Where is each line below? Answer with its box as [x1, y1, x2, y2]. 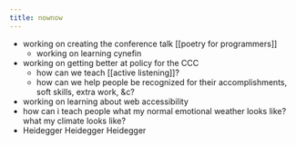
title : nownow [9, 13, 64, 23]
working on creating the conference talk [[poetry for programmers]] [22, 38, 278, 49]
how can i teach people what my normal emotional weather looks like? [22, 105, 287, 116]
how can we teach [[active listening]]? [36, 67, 180, 78]
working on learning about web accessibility [22, 96, 189, 107]
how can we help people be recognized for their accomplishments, [36, 76, 288, 87]
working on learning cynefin [36, 47, 142, 59]
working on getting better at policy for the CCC [22, 57, 199, 68]
